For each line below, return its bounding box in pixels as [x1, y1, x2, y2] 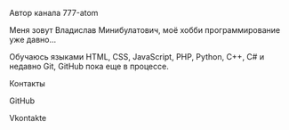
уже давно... [9, 35, 57, 45]
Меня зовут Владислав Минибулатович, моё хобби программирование [9, 25, 281, 35]
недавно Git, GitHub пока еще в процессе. [9, 61, 169, 71]
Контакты [9, 78, 46, 88]
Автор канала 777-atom [9, 8, 99, 18]
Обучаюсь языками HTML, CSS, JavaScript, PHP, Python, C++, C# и [9, 52, 265, 61]
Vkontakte [9, 113, 47, 123]
